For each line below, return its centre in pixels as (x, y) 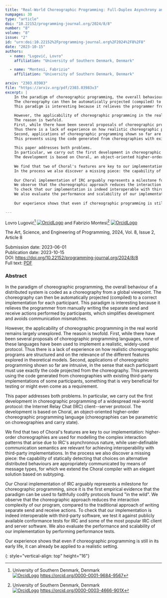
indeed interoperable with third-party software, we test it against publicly (80, 515)
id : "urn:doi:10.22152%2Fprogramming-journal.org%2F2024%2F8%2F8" (75, 42)
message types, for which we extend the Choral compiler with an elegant (80, 469)
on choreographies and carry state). (42, 422)
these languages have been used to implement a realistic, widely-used (77, 344)
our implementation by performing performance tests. (60, 531)
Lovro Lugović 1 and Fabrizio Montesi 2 (58, 222)
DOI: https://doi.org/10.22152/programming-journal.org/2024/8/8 (72, 258)
